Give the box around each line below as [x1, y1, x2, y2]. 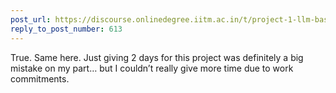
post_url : [10, 14, 52, 25]
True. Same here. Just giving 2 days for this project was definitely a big [10, 51, 304, 63]
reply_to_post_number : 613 [10, 24, 123, 34]
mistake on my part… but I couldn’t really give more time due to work [10, 62, 294, 74]
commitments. [10, 72, 70, 85]
